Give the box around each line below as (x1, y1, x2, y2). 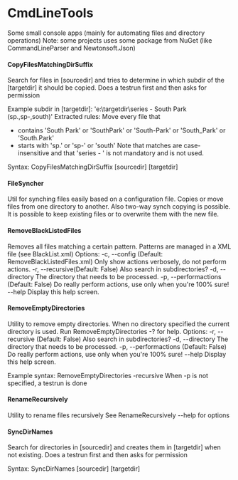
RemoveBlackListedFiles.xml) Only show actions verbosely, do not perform (7, 257, 227, 266)
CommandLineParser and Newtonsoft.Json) (7, 43, 136, 52)
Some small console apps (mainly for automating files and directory (7, 28, 205, 37)
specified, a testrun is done (7, 379, 87, 387)
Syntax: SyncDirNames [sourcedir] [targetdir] (7, 464, 141, 473)
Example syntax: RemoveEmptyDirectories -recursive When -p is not (7, 371, 208, 380)
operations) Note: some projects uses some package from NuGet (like (7, 36, 212, 44)
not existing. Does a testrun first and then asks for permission (7, 451, 188, 459)
